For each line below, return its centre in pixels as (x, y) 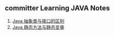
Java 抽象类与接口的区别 (38, 21)
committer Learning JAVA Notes (57, 8)
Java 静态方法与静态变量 (38, 27)
